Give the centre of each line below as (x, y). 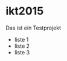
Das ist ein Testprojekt (33, 28)
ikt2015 (25, 11)
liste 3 (22, 52)
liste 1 (21, 39)
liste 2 (22, 46)
